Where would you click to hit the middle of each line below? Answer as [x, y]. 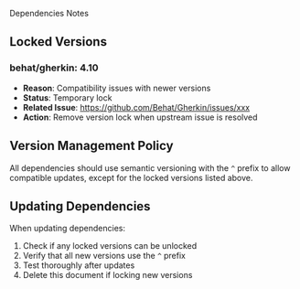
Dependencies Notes [49, 13]
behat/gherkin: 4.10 [54, 68]
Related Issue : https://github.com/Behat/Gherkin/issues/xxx [136, 107]
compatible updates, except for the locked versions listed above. [131, 177]
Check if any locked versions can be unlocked [110, 246]
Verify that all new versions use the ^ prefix [104, 256]
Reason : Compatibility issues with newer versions [117, 88]
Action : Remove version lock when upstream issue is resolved [140, 117]
